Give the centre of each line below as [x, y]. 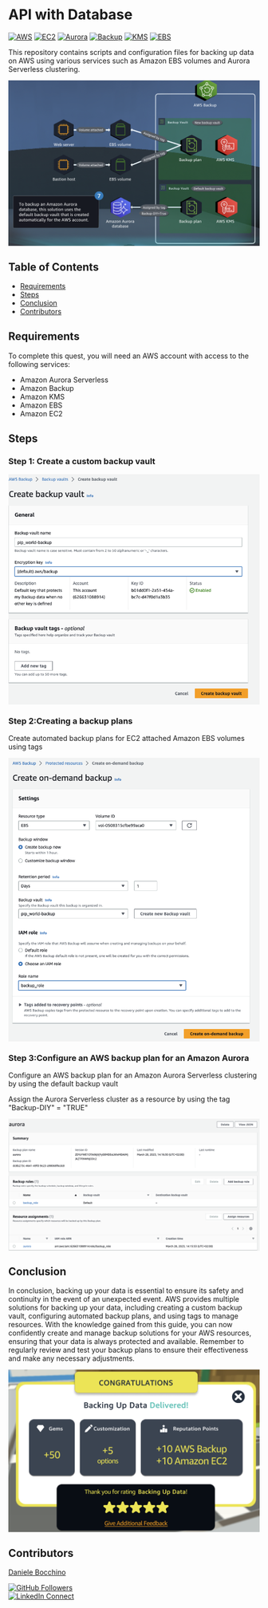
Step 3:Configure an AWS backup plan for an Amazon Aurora [129, 1058]
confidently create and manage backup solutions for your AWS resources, [130, 1333]
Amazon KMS [42, 396]
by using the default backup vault [63, 1084]
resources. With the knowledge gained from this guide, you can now [120, 1325]
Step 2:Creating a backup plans [71, 721]
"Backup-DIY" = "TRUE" [48, 1108]
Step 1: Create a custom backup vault [82, 462]
